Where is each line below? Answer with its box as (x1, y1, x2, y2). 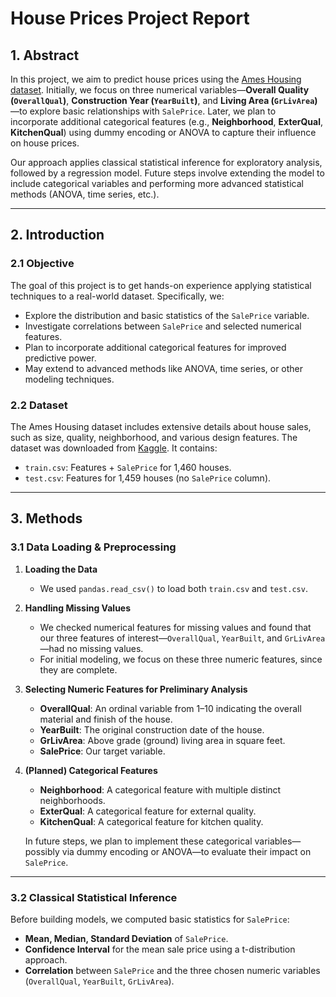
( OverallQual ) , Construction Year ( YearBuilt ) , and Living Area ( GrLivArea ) (10, 95, 318, 106)
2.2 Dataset (10, 398, 68, 412)
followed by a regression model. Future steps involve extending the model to (10, 167, 325, 179)
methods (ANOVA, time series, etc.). (10, 188, 160, 200)
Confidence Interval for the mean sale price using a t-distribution (24, 943, 296, 955)
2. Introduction (10, 227, 105, 244)
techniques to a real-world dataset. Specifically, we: (10, 290, 225, 302)
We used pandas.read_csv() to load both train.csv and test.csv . (39, 582, 308, 594)
